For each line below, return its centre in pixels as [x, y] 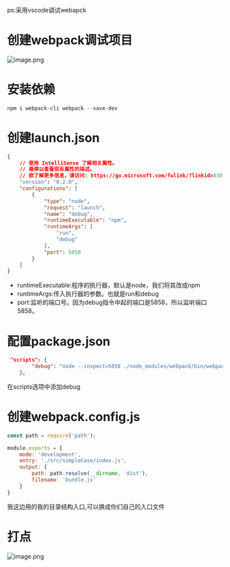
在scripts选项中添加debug [44, 387]
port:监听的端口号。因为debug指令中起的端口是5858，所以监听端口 [112, 302]
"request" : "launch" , [75, 208]
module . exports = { [35, 448]
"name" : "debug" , [68, 214]
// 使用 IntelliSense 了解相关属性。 [68, 163]
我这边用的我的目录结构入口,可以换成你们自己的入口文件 [86, 507]
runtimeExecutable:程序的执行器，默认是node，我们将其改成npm [108, 285]
